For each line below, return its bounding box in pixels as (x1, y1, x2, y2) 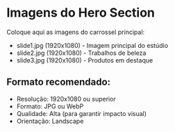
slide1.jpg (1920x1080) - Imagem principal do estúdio (16, 41, 168, 49)
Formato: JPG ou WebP (16, 102, 84, 110)
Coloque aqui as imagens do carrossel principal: (6, 28, 145, 36)
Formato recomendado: (6, 76, 111, 88)
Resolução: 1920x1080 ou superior (16, 94, 116, 103)
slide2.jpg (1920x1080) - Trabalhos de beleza (16, 49, 147, 57)
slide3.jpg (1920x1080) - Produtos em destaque (16, 56, 153, 64)
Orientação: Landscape (16, 117, 84, 125)
